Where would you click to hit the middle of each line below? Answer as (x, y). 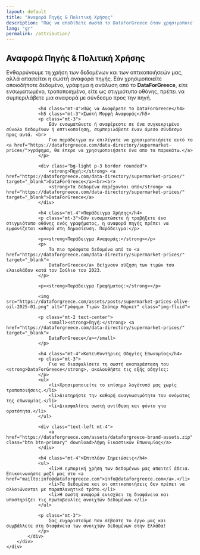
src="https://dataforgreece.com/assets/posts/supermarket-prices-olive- (98, 302)
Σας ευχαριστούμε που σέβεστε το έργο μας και (107, 520)
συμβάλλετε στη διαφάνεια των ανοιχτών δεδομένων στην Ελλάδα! (86, 526)
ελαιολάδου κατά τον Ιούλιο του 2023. (54, 270)
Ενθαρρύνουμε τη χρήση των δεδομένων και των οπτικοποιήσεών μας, (95, 72)
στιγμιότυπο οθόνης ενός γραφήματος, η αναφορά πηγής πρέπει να (87, 223)
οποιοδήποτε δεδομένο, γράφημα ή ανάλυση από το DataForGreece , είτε (97, 85)
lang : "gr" (20, 28)
